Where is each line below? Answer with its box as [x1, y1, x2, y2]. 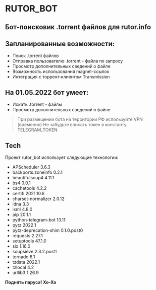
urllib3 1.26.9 [12, 270, 39, 276]
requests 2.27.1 [12, 233, 43, 239]
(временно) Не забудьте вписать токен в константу [17, 122, 127, 128]
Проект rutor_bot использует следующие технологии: [5, 154, 119, 160]
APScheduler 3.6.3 [12, 164, 51, 170]
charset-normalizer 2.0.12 [12, 196, 65, 202]
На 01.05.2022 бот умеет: [5, 88, 89, 97]
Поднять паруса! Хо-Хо [5, 279, 56, 286]
